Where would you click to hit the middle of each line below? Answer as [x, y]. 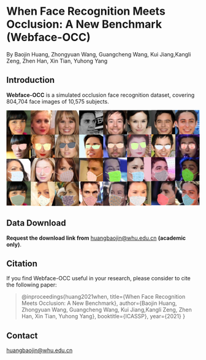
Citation [22, 263]
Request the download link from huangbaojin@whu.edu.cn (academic [96, 238]
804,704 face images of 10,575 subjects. [58, 101]
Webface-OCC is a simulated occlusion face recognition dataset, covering [101, 95]
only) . [14, 244]
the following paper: [32, 285]
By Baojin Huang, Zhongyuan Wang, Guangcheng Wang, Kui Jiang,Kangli [99, 54]
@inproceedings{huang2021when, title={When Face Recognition [103, 297]
